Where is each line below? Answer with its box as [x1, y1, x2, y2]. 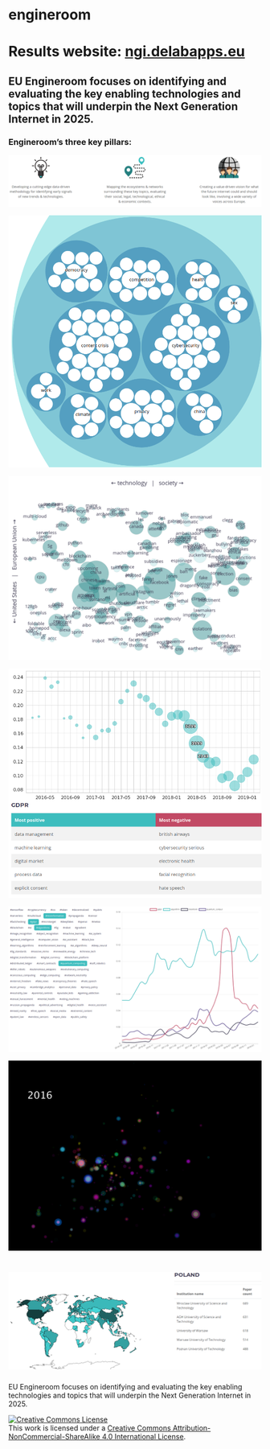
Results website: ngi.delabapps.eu [8, 43, 245, 61]
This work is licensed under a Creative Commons [8, 1423, 171, 1433]
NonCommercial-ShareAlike [8, 1432, 100, 1442]
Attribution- [172, 1423, 211, 1433]
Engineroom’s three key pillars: [8, 136, 133, 147]
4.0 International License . [101, 1432, 186, 1442]
